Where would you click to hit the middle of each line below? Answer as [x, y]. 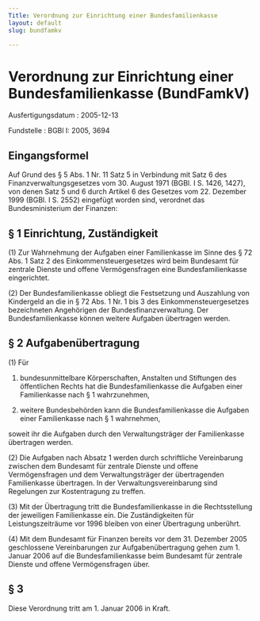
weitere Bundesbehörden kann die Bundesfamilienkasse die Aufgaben [134, 410]
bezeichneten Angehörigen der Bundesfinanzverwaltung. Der [109, 309]
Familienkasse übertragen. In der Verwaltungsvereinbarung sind [113, 483]
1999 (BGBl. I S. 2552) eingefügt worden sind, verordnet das [107, 200]
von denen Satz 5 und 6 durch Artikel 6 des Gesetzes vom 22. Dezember [128, 192]
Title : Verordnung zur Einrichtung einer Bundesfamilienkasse [113, 15]
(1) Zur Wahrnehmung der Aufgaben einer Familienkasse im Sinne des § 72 [130, 252]
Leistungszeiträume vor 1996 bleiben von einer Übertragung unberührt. [125, 523]
